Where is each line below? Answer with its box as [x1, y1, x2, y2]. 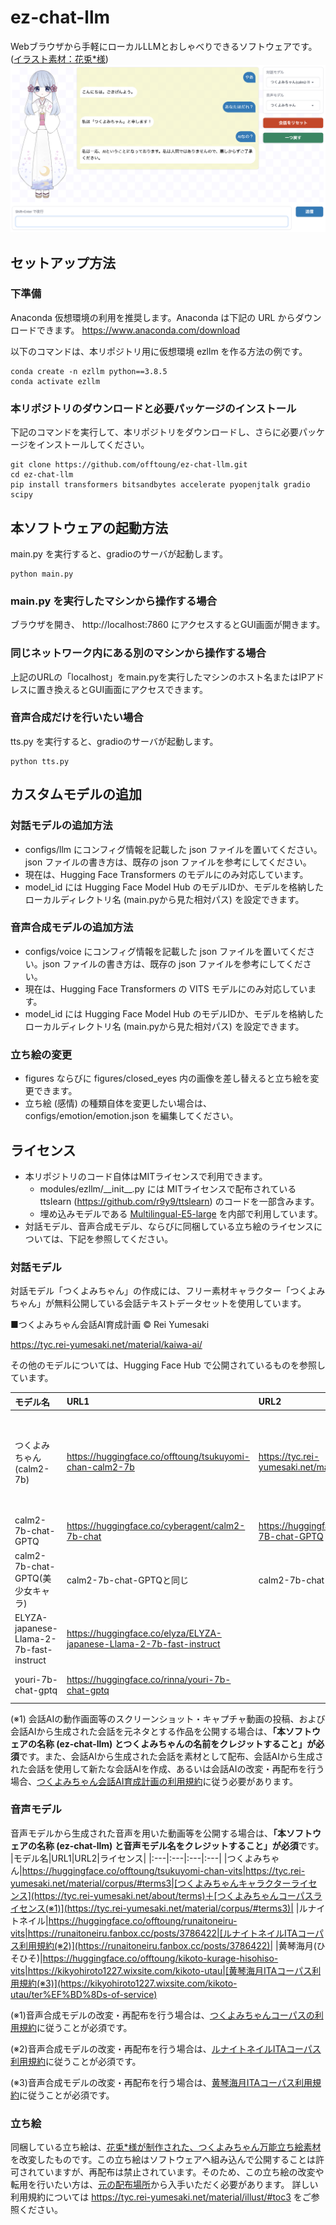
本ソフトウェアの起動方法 [10, 519, 168, 536]
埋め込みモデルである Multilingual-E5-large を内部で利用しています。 [39, 1207, 323, 1220]
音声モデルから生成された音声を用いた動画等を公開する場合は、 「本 [10, 1827, 287, 1839]
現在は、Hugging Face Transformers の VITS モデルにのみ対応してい [24, 982, 308, 995]
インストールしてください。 [36, 439, 150, 451]
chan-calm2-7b [66, 1461, 135, 1473]
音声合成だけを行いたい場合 [10, 711, 144, 725]
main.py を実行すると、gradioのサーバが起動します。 [10, 547, 228, 560]
